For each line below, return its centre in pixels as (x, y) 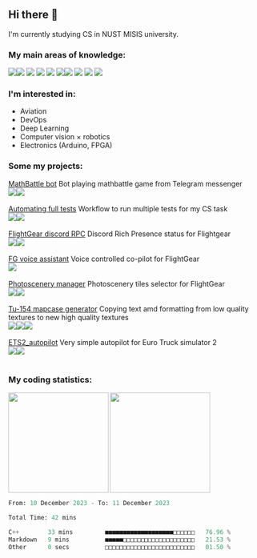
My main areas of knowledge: (67, 54)
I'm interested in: (42, 94)
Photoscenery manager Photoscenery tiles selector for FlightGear (117, 283)
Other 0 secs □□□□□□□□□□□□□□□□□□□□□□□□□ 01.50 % (119, 547)
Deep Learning (44, 128)
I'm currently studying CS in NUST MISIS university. (93, 34)
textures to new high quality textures (69, 317)
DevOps (33, 120)
